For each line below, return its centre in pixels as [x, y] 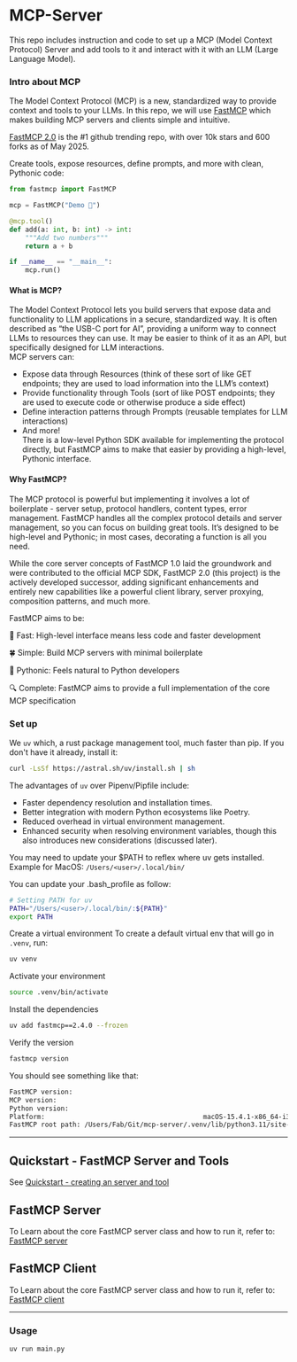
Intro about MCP [45, 82]
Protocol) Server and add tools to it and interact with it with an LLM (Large [144, 49]
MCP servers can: [42, 357]
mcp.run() [43, 270]
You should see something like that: [74, 1075]
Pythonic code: [37, 173]
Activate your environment [57, 977]
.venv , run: [29, 943]
